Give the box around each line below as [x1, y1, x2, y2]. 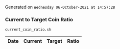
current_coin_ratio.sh [5, 27, 51, 32]
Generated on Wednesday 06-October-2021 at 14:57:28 [5, 4, 115, 10]
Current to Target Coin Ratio [5, 16, 73, 23]
